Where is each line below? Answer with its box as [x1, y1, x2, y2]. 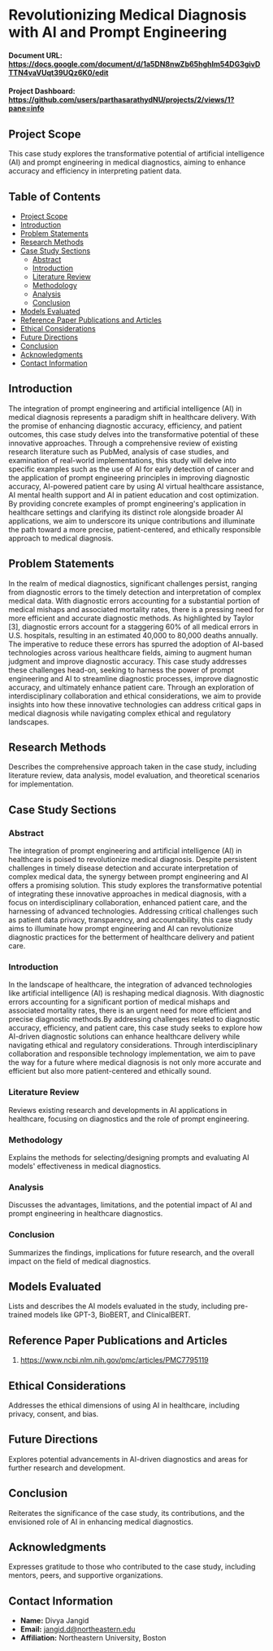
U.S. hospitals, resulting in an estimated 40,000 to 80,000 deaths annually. [8, 630, 258, 640]
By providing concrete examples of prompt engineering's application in [8, 498, 246, 508]
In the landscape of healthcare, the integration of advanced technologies [8, 979, 253, 990]
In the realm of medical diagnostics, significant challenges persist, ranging [8, 578, 258, 588]
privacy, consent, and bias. [8, 1409, 99, 1419]
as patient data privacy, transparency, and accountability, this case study [8, 915, 253, 925]
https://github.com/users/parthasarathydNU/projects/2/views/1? [8, 95, 235, 105]
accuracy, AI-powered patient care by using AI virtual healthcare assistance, [8, 481, 265, 491]
